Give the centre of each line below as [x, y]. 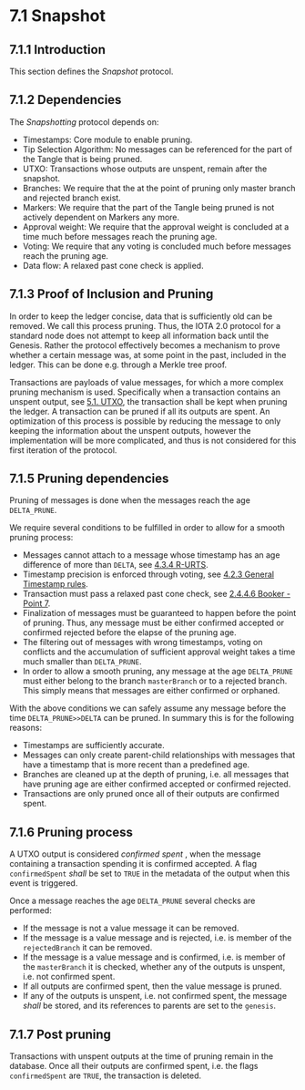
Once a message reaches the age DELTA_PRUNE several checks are [132, 901]
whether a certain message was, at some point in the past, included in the [148, 355]
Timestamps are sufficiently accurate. [94, 746]
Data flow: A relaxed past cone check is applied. [113, 265]
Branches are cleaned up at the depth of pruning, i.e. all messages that [156, 775]
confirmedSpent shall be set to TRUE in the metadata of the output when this [150, 874]
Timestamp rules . [55, 584]
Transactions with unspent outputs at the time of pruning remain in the [142, 1056]
